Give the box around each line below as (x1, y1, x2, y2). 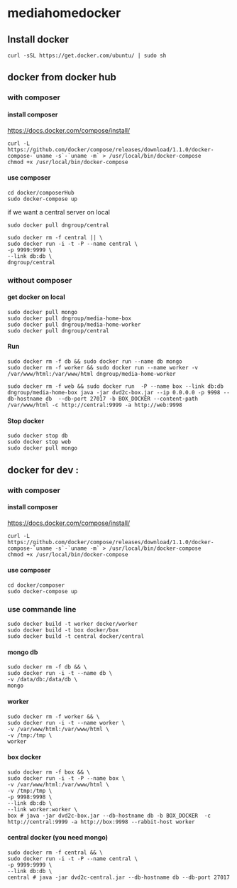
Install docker (7, 33, 70, 45)
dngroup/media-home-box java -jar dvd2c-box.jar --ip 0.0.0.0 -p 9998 (7, 389, 221, 396)
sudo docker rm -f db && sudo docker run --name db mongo (7, 358, 182, 365)
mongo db (7, 648, 38, 656)
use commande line (7, 604, 77, 614)
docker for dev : (7, 464, 79, 476)
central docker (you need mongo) (7, 833, 109, 842)
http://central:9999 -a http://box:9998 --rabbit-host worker (7, 818, 195, 825)
